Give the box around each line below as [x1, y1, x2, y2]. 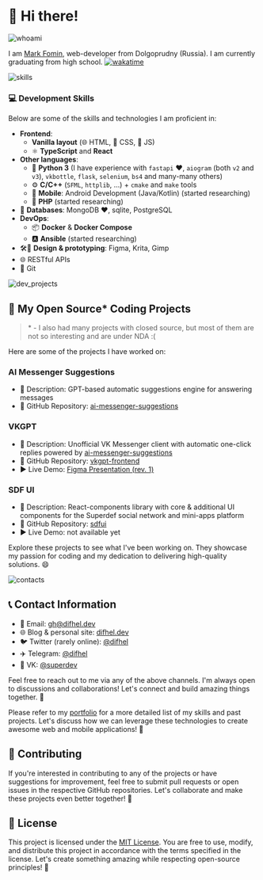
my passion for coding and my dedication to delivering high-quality [8, 550, 227, 561]
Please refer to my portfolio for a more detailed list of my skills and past [8, 707, 242, 717]
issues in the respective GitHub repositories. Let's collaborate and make [8, 785, 243, 794]
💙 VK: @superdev [19, 660, 78, 669]
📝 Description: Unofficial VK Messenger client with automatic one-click [19, 439, 252, 448]
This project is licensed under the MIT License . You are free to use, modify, [8, 837, 253, 847]
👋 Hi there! [8, 7, 79, 25]
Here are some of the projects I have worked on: [8, 347, 166, 356]
